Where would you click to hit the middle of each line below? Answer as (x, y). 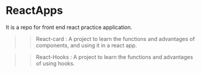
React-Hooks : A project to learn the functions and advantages (114, 57)
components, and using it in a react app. (86, 45)
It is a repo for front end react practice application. (69, 27)
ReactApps (34, 11)
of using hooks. (55, 63)
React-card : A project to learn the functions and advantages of (115, 39)
